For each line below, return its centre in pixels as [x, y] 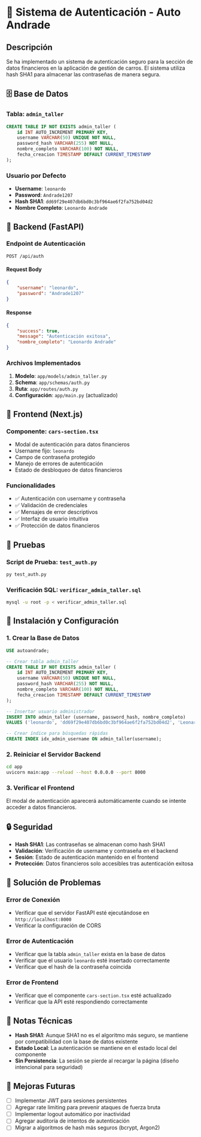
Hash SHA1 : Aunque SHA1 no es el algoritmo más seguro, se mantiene [101, 1035]
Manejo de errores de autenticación [59, 464]
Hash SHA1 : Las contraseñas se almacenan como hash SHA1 [90, 844]
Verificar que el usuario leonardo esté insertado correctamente [92, 960]
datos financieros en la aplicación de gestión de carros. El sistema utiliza [96, 68]
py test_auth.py [26, 575]
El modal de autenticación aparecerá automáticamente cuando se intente [96, 801]
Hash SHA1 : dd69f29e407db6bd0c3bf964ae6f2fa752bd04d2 [84, 201]
